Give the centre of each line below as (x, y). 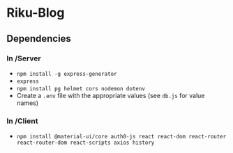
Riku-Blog (36, 13)
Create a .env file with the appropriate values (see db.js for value (111, 95)
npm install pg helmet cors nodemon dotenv (81, 88)
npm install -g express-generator (67, 74)
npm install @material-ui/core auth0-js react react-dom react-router (121, 137)
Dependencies (39, 39)
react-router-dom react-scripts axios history (85, 143)
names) (28, 103)
